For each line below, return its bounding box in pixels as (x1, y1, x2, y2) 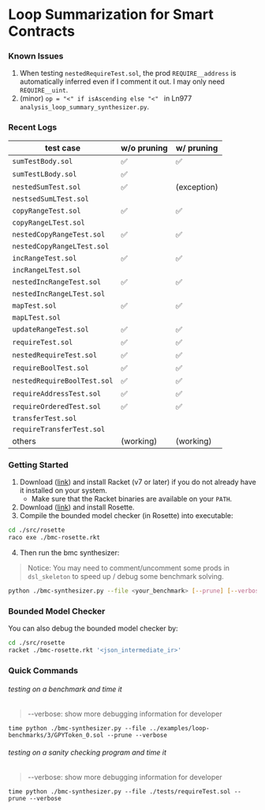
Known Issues (8, 51, 64, 62)
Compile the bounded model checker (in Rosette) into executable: (19, 511, 233, 520)
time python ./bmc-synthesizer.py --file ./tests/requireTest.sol (8, 788, 231, 796)
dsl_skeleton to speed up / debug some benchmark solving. (27, 571, 225, 581)
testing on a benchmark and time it (8, 684, 122, 694)
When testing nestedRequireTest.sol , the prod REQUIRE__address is (19, 69, 237, 78)
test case (44, 142, 81, 153)
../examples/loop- (149, 724, 211, 732)
